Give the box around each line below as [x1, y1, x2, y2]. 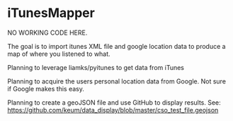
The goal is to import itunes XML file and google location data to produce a [7, 42, 226, 50]
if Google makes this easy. [7, 84, 85, 93]
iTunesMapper [7, 5, 96, 21]
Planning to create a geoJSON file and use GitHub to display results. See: [7, 98, 221, 107]
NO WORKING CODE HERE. [7, 28, 88, 37]
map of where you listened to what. [7, 50, 111, 58]
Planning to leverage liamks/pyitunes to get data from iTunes [7, 63, 184, 71]
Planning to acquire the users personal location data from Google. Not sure [7, 76, 227, 86]
